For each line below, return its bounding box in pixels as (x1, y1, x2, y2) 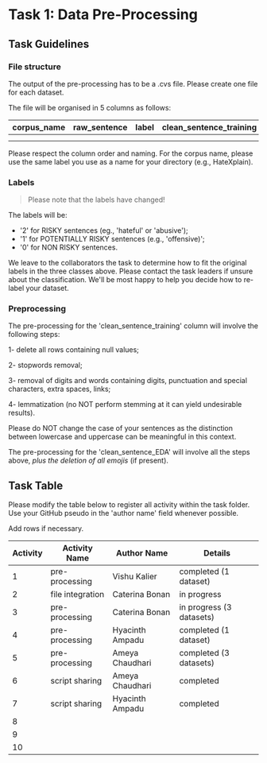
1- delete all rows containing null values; (8, 345, 139, 354)
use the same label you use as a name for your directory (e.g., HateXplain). (8, 157, 253, 166)
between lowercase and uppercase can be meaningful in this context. (8, 432, 237, 442)
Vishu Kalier (112, 571, 157, 582)
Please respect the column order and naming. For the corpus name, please (8, 149, 253, 158)
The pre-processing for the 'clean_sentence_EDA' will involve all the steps (8, 447, 250, 457)
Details (203, 548, 231, 559)
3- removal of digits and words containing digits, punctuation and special (8, 376, 248, 385)
